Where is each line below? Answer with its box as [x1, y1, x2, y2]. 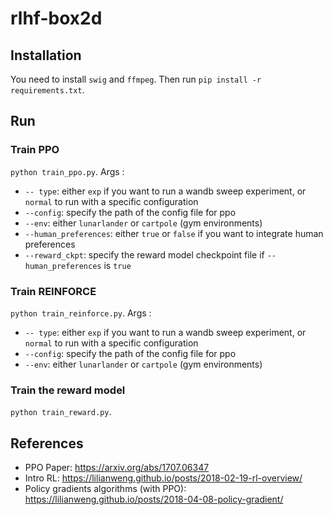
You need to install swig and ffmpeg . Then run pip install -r [10, 73, 262, 85]
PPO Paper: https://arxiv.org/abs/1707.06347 [24, 462, 210, 474]
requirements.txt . [10, 84, 85, 96]
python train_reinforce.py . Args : [10, 307, 152, 319]
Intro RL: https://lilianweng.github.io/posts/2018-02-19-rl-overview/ [24, 472, 303, 484]
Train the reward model [10, 383, 126, 397]
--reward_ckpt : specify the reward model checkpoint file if [24, 248, 265, 261]
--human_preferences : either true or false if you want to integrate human [24, 227, 324, 239]
